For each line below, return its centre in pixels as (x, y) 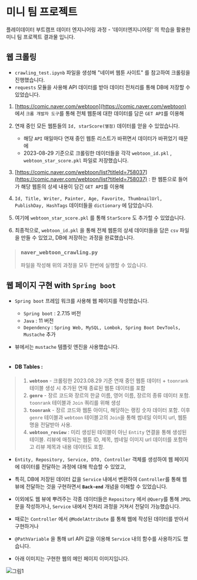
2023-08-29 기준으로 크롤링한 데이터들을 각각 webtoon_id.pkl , (98, 153)
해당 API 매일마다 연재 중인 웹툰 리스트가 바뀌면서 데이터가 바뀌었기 (100, 138)
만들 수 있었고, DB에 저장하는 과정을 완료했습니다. (78, 237)
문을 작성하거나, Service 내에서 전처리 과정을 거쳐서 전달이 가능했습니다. (98, 506)
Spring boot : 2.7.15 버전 (52, 313)
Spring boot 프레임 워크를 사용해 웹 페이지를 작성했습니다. (81, 301)
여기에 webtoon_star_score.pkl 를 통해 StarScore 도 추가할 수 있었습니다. (100, 218)
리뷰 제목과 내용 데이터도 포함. (70, 447)
